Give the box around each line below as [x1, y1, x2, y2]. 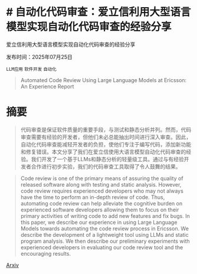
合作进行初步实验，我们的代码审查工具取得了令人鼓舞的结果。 [31, 163, 181, 170]
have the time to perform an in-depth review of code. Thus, [20, 193, 165, 201]
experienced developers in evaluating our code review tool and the [20, 243, 183, 251]
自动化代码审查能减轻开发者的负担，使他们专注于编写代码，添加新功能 [20, 141, 192, 148]
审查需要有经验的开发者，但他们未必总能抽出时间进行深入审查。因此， [20, 133, 192, 141]
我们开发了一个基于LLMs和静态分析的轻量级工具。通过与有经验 [31, 155, 184, 162]
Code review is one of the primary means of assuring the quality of [20, 175, 184, 182]
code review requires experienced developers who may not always [20, 187, 184, 194]
